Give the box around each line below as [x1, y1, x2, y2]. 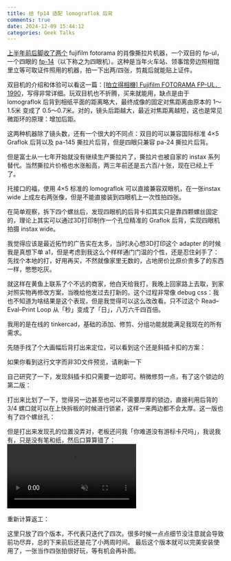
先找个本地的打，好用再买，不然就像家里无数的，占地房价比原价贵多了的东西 [7, 257, 224, 265]
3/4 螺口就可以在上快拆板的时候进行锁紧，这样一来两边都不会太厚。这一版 [7, 404, 218, 413]
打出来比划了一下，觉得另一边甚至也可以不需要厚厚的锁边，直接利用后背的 [7, 396, 218, 404]
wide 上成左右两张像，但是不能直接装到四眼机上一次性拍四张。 [7, 193, 186, 201]
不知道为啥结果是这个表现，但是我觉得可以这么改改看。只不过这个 [12, 297, 200, 306]
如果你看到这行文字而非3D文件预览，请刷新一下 [7, 358, 142, 366]
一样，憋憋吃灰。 [7, 265, 56, 273]
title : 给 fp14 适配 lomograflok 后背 [7, 10, 113, 17]
